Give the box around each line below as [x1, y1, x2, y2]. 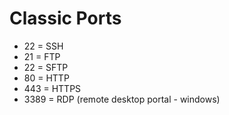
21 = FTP [23, 50, 61, 62]
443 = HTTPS [23, 82, 82, 94]
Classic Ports [9, 7, 122, 30]
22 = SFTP [23, 61, 69, 73]
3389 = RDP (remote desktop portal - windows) [23, 93, 221, 105]
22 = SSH [23, 40, 64, 52]
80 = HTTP [23, 72, 70, 84]
